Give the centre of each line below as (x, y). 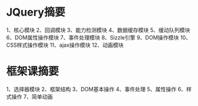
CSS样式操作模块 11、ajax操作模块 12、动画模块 (65, 45)
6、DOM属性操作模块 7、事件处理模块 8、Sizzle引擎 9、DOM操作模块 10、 (99, 37)
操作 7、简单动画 (32, 96)
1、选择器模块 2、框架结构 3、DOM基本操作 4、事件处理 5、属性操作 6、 (97, 89)
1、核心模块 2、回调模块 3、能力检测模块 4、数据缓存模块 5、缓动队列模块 (98, 30)
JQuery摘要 (36, 12)
